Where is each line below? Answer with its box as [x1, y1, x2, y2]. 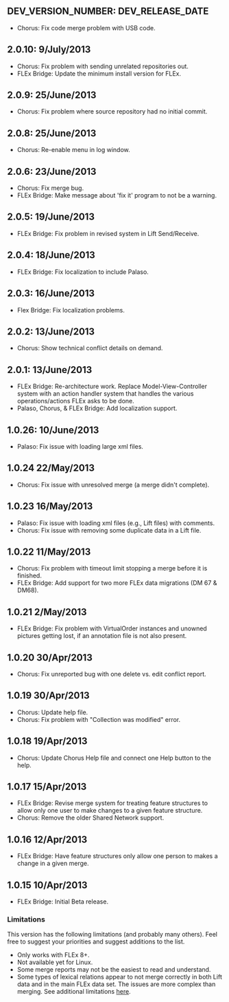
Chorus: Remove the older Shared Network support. [16, 813, 165, 822]
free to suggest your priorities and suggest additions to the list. [7, 937, 185, 946]
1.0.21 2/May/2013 [7, 606, 87, 618]
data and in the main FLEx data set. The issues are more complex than [16, 980, 216, 988]
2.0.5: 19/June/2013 [7, 211, 95, 223]
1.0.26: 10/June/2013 [7, 424, 99, 436]
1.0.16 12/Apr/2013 [7, 833, 88, 845]
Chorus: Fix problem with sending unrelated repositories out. [16, 62, 189, 70]
